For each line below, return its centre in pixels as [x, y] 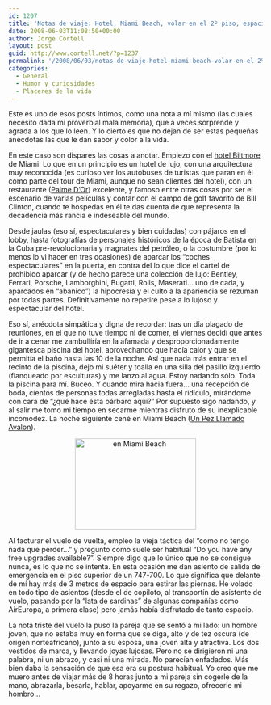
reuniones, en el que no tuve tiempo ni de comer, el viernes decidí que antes [135, 333]
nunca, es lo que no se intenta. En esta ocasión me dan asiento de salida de [134, 567]
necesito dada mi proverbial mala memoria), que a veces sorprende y [124, 123]
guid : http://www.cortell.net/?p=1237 [73, 53]
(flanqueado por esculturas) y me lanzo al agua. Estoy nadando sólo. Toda [132, 376]
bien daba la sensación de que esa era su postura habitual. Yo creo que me [133, 669]
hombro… [25, 694]
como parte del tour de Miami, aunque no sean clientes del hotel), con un [130, 181]
